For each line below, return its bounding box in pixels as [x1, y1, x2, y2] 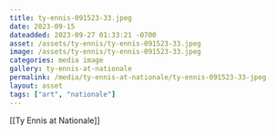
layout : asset [9, 81, 64, 90]
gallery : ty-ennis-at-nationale [9, 65, 132, 74]
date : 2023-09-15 [9, 22, 76, 31]
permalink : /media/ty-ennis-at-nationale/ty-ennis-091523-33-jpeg [9, 73, 267, 82]
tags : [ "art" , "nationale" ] [9, 89, 117, 99]
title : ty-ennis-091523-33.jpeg [9, 13, 132, 23]
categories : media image [9, 56, 104, 65]
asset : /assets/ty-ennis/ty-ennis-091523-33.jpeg [9, 38, 202, 48]
